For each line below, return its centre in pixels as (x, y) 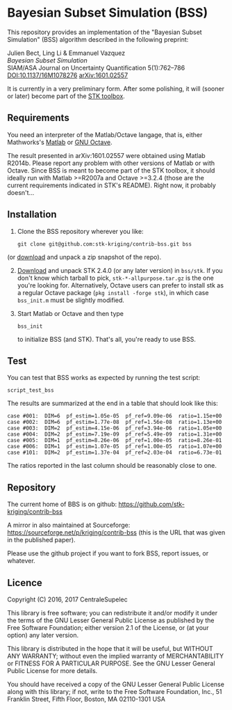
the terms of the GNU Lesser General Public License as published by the (111, 620)
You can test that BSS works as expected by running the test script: (103, 378)
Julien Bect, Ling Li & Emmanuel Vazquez (66, 53)
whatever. (22, 561)
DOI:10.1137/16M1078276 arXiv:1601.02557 (68, 75)
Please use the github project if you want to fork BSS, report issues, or (108, 553)
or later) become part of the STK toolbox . (66, 96)
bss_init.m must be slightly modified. (71, 300)
